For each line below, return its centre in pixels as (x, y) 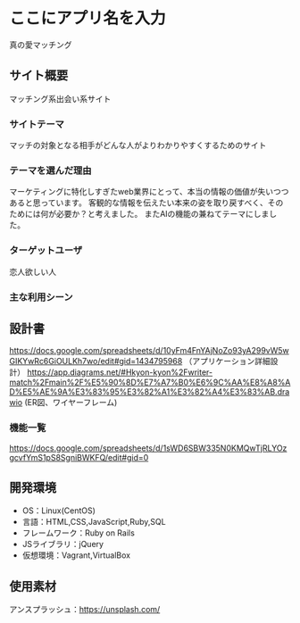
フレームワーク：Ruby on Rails (79, 533)
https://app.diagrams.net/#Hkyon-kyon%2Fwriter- (119, 372)
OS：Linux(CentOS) (59, 511)
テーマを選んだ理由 (50, 170)
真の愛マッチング (41, 45)
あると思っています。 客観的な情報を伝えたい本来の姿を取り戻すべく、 (138, 203)
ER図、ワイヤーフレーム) (72, 403)
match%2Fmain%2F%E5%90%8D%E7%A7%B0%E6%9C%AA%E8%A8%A (150, 382)
